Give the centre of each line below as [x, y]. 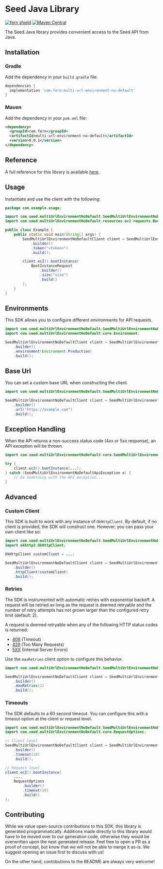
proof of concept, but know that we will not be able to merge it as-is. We [77, 847]
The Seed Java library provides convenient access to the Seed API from [77, 32]
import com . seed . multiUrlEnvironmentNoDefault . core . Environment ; [72, 334]
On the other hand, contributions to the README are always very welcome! [80, 862]
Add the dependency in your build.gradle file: [51, 77]
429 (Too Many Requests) [38, 644]
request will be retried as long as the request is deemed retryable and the [78, 605]
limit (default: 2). [21, 615]
